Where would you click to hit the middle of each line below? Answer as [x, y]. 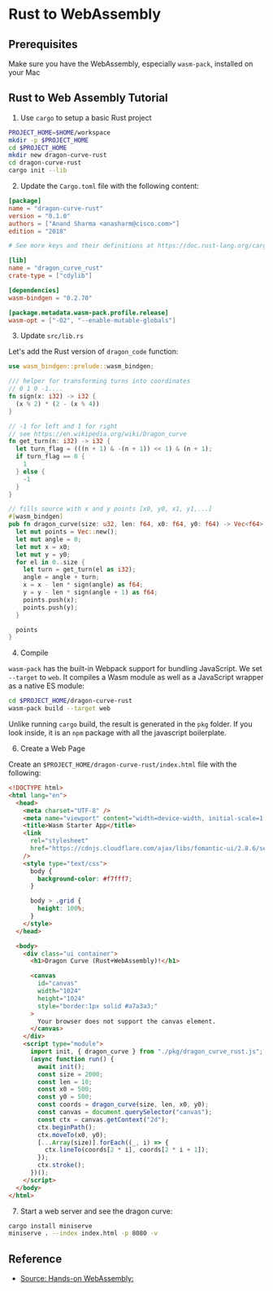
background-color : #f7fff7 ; [85, 879]
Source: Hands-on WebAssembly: [77, 1279]
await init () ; [61, 1067]
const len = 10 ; [65, 1082]
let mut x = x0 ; [43, 547]
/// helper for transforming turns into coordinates [100, 381]
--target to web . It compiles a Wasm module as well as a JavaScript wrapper [136, 678]
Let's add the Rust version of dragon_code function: [93, 352]
